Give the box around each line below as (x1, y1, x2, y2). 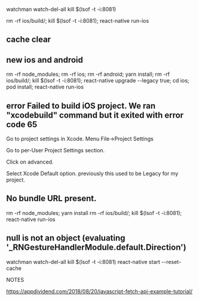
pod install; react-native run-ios (6, 84, 84, 91)
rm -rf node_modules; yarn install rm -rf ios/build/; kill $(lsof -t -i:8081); (6, 209, 182, 216)
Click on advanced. (6, 158, 54, 165)
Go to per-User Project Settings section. (6, 147, 105, 154)
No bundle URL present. (6, 193, 97, 204)
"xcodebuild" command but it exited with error (6, 110, 184, 120)
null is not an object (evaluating (6, 233, 125, 243)
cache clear (6, 35, 51, 45)
